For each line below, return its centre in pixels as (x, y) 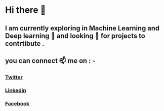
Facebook (17, 104)
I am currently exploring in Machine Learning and (82, 28)
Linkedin (16, 90)
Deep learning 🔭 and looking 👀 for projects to (75, 36)
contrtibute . (25, 43)
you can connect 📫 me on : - (50, 61)
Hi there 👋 (25, 10)
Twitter (14, 77)
